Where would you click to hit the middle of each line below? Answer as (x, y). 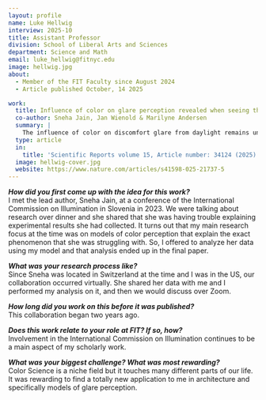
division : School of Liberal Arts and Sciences (88, 45)
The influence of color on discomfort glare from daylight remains (136, 133)
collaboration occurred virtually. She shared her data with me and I (117, 283)
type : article (38, 140)
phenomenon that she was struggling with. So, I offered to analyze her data (131, 243)
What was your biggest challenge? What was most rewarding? (114, 362)
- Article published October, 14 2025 (80, 89)
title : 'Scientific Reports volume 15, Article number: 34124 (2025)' (141, 155)
